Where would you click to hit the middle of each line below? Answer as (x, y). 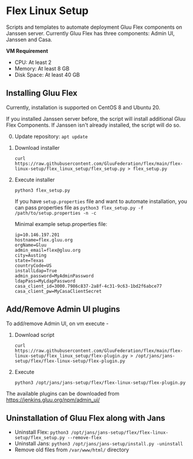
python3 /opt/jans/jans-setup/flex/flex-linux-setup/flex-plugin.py (100, 383)
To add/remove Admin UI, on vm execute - (57, 323)
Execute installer (35, 180)
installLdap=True (36, 271)
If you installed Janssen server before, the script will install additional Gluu (96, 119)
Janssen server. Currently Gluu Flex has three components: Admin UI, (90, 33)
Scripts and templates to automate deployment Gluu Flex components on (94, 27)
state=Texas (29, 260)
